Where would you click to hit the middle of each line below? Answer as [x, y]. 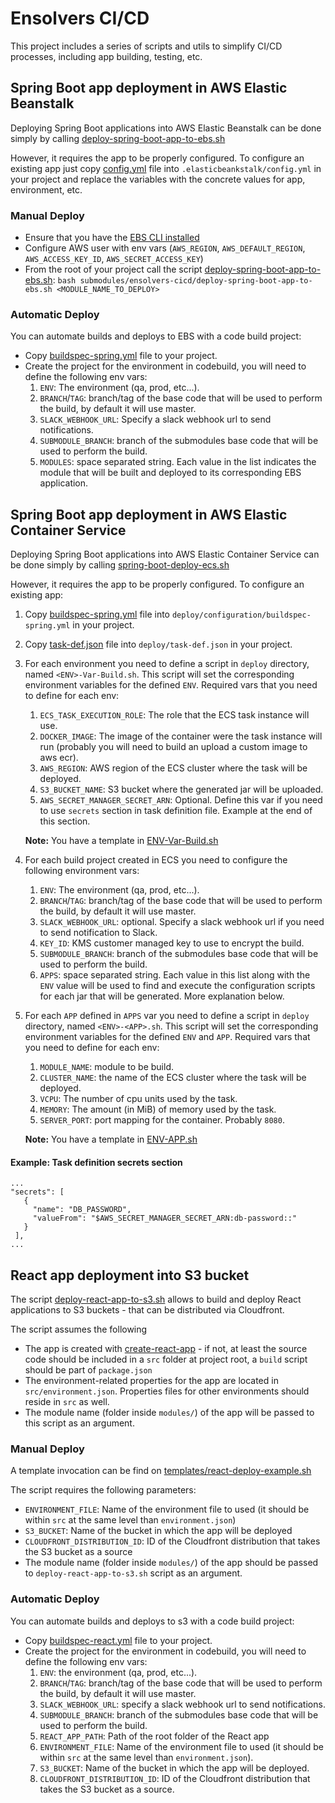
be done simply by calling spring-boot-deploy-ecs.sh [120, 565]
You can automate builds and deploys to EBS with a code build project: [156, 336]
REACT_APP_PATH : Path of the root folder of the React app [154, 1736]
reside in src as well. [67, 1402]
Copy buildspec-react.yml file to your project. [118, 1640]
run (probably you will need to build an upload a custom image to [173, 747]
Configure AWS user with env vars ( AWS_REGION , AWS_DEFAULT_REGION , [165, 248]
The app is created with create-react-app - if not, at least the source [166, 1349]
